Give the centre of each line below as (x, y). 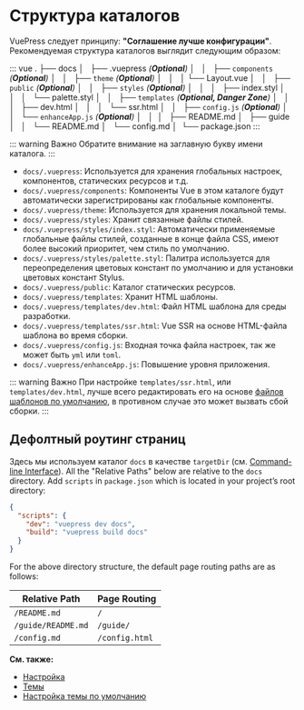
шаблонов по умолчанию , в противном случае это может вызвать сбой (149, 401)
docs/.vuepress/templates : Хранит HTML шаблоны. (120, 296)
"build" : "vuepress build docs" (87, 533)
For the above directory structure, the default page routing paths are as (143, 566)
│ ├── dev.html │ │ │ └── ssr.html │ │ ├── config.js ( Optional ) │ (149, 106)
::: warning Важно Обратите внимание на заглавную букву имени (136, 144)
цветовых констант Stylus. (74, 277)
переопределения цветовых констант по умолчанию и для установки (157, 267)
